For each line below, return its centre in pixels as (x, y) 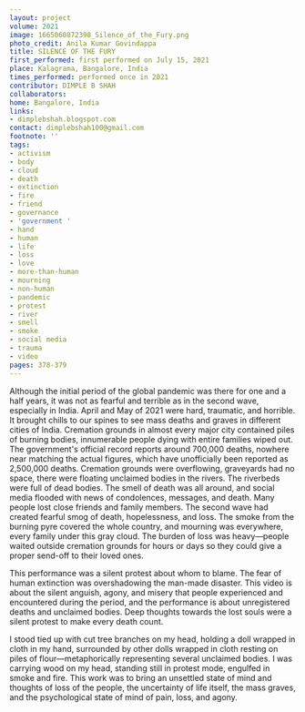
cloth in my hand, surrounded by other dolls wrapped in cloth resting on (144, 648)
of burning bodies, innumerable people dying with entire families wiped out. (151, 439)
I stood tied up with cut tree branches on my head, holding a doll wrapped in (152, 639)
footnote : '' (34, 137)
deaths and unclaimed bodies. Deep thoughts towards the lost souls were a (151, 612)
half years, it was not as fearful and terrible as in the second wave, (134, 401)
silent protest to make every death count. (86, 621)
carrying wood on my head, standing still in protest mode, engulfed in (140, 668)
